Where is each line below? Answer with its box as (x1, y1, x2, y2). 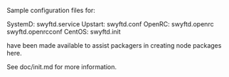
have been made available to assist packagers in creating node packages (6, 41, 222, 49)
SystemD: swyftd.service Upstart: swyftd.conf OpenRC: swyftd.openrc (6, 20, 214, 28)
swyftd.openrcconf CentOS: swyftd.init (6, 28, 122, 36)
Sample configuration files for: (6, 6, 95, 14)
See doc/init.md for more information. (6, 63, 117, 71)
